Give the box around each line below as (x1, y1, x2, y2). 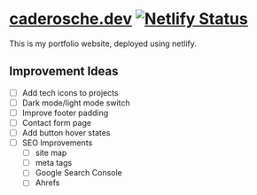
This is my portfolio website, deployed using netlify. (9, 38, 198, 49)
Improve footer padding (21, 107, 109, 118)
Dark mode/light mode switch (21, 97, 130, 108)
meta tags (35, 158, 73, 168)
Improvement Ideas (9, 64, 119, 79)
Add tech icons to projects (21, 87, 119, 97)
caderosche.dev (9, 9, 133, 29)
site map (35, 147, 67, 159)
